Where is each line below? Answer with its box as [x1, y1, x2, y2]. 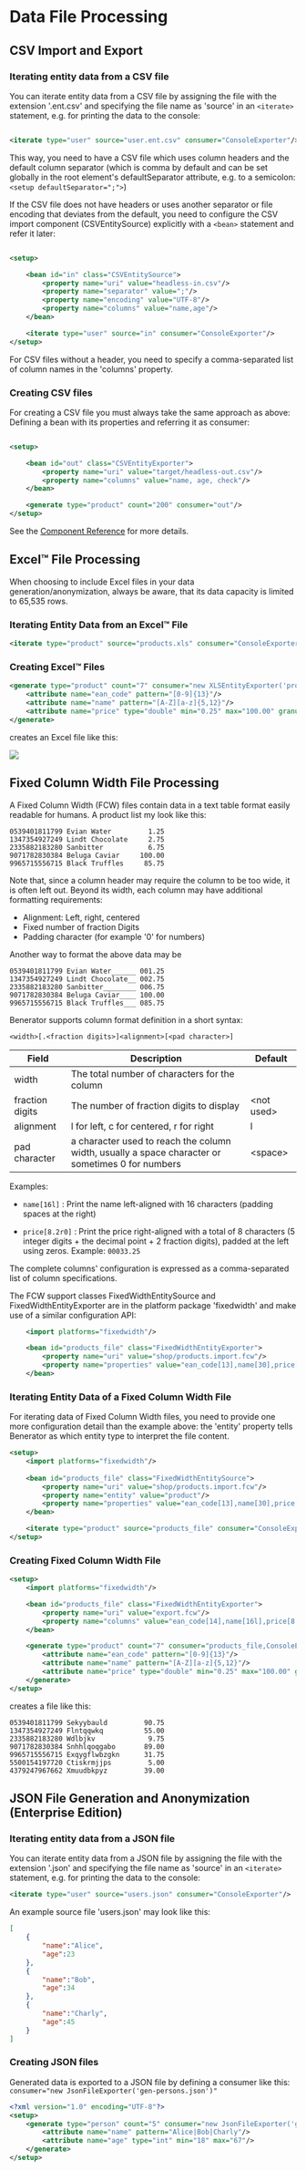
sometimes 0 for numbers [70, 1157, 182, 1170]
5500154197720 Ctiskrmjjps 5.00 [9, 1758, 166, 1767]
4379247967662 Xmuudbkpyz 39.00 [9, 1766, 166, 1775]
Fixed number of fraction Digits [22, 921, 139, 932]
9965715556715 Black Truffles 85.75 [9, 859, 166, 868]
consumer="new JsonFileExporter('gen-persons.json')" [9, 2086, 219, 2095]
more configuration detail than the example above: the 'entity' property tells [9, 1421, 293, 1432]
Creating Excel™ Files [9, 660, 106, 673]
